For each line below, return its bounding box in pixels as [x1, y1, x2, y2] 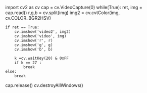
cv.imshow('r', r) [14, 38, 53, 43]
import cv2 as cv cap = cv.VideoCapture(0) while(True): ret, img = [5, 5, 142, 10]
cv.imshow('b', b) [14, 47, 53, 52]
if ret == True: [5, 25, 39, 30]
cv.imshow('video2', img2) [14, 29, 71, 34]
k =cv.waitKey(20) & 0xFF [14, 56, 69, 61]
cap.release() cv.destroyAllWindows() [5, 82, 83, 88]
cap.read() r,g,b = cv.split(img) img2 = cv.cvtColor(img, [5, 10, 120, 16]
